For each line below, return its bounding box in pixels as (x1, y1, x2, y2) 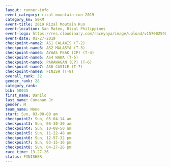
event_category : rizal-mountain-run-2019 (5, 12, 95, 17)
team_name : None (5, 107, 40, 112)
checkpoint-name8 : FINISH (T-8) (5, 69, 74, 74)
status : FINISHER (5, 154, 42, 159)
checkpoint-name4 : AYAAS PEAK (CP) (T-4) (5, 50, 95, 55)
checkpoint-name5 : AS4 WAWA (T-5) (5, 54, 79, 60)
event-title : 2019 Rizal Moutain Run (5, 21, 85, 27)
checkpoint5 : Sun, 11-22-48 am (5, 130, 72, 135)
